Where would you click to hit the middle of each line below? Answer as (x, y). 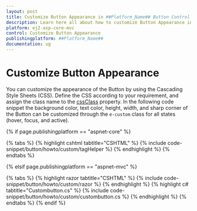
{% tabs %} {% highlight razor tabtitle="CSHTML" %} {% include (84, 178)
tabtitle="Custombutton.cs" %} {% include (57, 190)
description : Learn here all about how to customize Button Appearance (95, 22)
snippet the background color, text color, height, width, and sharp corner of (97, 108)
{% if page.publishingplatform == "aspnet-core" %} (69, 132)
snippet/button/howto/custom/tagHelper (55, 149)
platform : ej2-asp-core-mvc (40, 28)
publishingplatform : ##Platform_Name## (55, 39)
